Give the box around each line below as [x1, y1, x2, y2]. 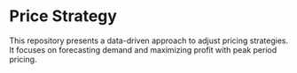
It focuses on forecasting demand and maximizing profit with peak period [9, 44, 277, 55]
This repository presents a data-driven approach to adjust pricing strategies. [9, 35, 289, 46]
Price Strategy [9, 6, 118, 26]
